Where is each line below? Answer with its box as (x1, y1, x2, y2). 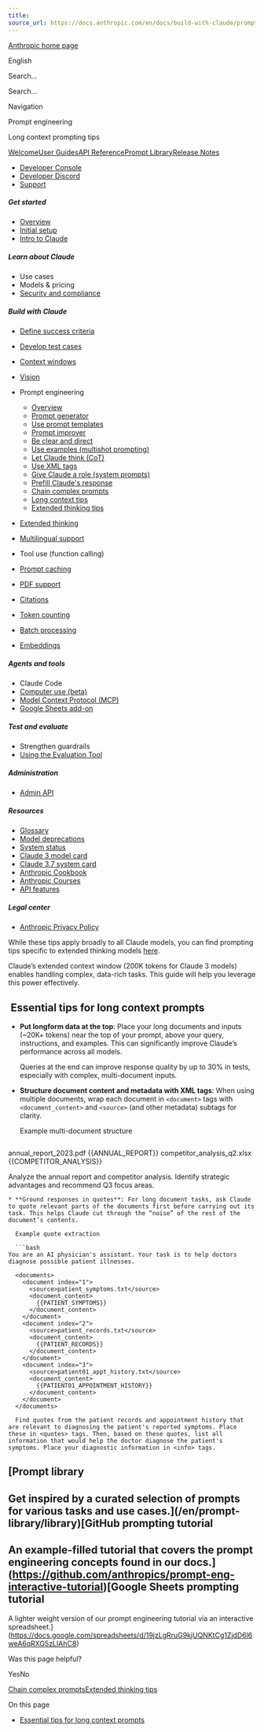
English (8, 56, 32, 65)
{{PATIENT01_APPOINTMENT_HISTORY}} (36, 1382, 153, 1390)
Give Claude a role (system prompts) (31, 470, 151, 479)
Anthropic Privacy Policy (19, 923, 100, 932)
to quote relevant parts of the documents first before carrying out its (8, 1202, 255, 1210)
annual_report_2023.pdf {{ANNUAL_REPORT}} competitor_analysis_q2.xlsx (8, 1148, 252, 1158)
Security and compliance (19, 288, 101, 298)
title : (8, 11, 30, 20)
